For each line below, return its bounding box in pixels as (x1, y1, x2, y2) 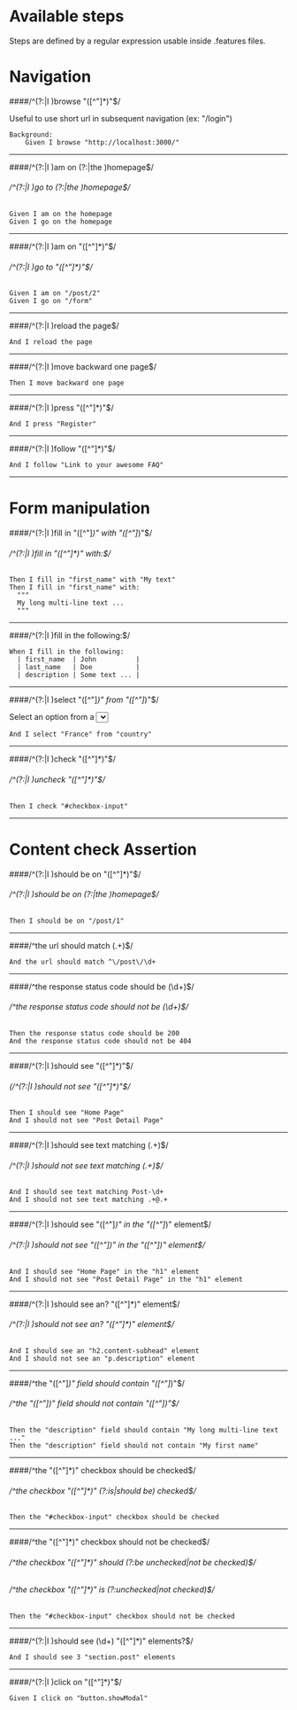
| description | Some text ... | (17, 671, 141, 680)
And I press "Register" (9, 419, 97, 429)
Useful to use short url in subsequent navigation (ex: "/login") (9, 113, 232, 123)
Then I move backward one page (9, 379, 125, 387)
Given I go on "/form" (9, 297, 93, 306)
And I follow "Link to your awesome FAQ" (9, 461, 164, 470)
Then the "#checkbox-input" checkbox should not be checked (9, 1612, 236, 1620)
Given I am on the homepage (9, 210, 113, 219)
